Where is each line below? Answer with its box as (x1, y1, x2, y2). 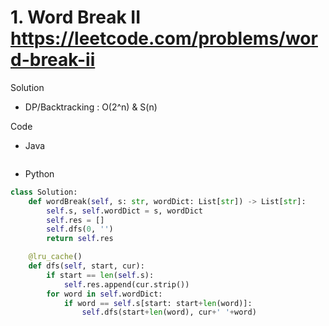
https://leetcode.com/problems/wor (10, 27, 318, 50)
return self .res (46, 234, 114, 244)
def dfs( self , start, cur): (28, 261, 145, 271)
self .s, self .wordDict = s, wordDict (46, 206, 203, 216)
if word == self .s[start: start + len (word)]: (63, 298, 253, 308)
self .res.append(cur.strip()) (63, 279, 190, 290)
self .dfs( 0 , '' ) (46, 224, 114, 235)
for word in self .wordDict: (46, 289, 163, 299)
